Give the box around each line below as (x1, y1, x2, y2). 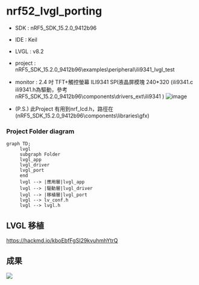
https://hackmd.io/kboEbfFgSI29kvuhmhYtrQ (6, 237, 118, 244)
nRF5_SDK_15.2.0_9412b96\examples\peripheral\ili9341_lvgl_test (14, 65, 175, 73)
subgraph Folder (19, 151, 61, 158)
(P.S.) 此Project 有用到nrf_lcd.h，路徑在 (14, 105, 113, 113)
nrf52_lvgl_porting (6, 4, 103, 18)
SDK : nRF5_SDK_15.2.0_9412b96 (14, 24, 97, 31)
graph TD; (6, 141, 31, 147)
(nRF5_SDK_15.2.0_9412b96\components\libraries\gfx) (14, 112, 150, 119)
